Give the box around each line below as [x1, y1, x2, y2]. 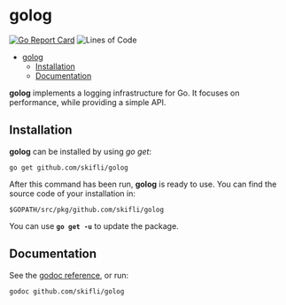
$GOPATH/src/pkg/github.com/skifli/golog [9, 205, 165, 214]
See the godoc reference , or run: [9, 270, 129, 280]
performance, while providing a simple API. [9, 96, 166, 107]
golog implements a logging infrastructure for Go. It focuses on [9, 88, 240, 98]
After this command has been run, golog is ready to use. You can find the [9, 179, 277, 189]
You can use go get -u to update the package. [9, 220, 179, 231]
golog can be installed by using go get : [9, 146, 152, 156]
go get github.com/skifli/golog [9, 163, 128, 172]
